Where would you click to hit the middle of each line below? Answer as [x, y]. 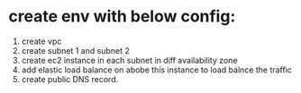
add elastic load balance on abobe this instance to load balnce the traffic [156, 70]
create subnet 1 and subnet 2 [75, 50]
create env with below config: [122, 17]
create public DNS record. [70, 79]
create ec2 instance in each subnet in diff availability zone [129, 60]
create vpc [41, 41]
